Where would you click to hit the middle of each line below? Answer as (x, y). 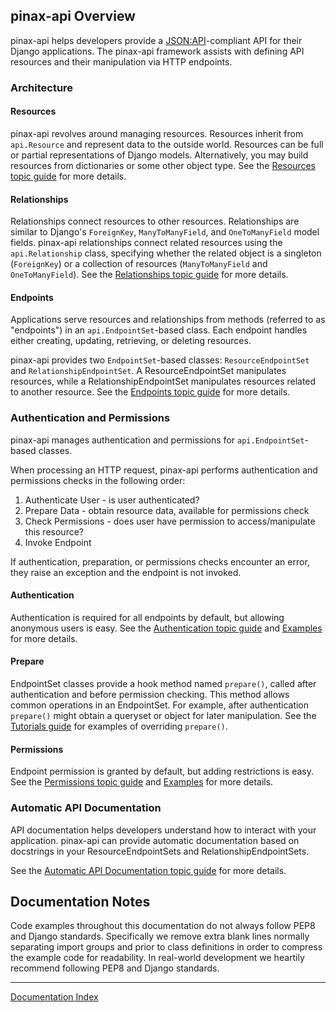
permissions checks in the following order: (98, 480)
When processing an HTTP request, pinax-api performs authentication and (164, 470)
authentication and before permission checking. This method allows (150, 695)
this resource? (54, 531)
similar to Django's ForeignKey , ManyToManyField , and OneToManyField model (165, 232)
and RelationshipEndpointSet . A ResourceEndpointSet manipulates (148, 371)
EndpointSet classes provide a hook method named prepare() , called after (163, 684)
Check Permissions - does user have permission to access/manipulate (170, 521)
